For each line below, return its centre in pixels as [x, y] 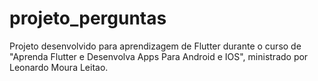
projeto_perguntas [88, 18]
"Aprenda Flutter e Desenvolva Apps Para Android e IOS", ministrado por [159, 56]
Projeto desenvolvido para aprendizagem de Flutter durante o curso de [155, 46]
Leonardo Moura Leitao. [59, 67]
